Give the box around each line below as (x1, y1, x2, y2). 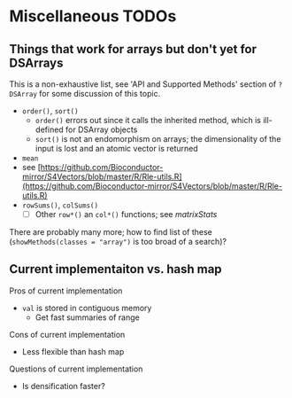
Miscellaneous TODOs (9, 6, 177, 27)
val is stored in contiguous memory (21, 302, 152, 313)
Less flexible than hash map (21, 346, 125, 356)
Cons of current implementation (9, 329, 126, 339)
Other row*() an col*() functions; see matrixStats (35, 209, 218, 219)
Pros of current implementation (9, 285, 123, 296)
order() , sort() (21, 105, 79, 116)
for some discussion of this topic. (39, 89, 161, 98)
